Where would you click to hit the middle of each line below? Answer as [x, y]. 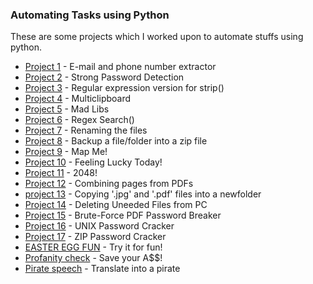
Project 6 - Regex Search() [79, 120]
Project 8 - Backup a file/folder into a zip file [116, 141]
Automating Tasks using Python [90, 15]
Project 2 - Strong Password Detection [104, 77]
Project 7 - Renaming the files [86, 130]
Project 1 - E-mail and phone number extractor [120, 67]
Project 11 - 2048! [61, 173]
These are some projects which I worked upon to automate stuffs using [157, 37]
